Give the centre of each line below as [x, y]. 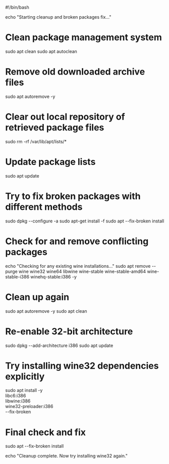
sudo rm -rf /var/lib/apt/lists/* [36, 141]
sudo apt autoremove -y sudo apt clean [46, 311]
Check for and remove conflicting [77, 241]
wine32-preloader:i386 [29, 407]
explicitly [25, 376]
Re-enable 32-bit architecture [69, 331]
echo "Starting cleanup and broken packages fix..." [58, 17]
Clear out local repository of [65, 117]
